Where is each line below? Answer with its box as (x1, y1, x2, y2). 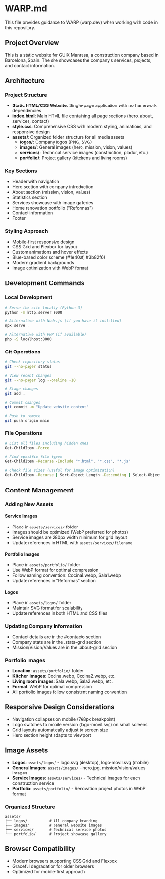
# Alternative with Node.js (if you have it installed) (5, 318, 122, 323)
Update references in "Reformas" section (12, 578, 96, 584)
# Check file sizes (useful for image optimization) (5, 468, 115, 473)
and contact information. (5, 62, 55, 68)
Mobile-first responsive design (12, 239, 75, 245)
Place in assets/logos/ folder (12, 600, 72, 606)
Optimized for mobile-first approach (12, 868, 85, 874)
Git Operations (5, 348, 41, 355)
